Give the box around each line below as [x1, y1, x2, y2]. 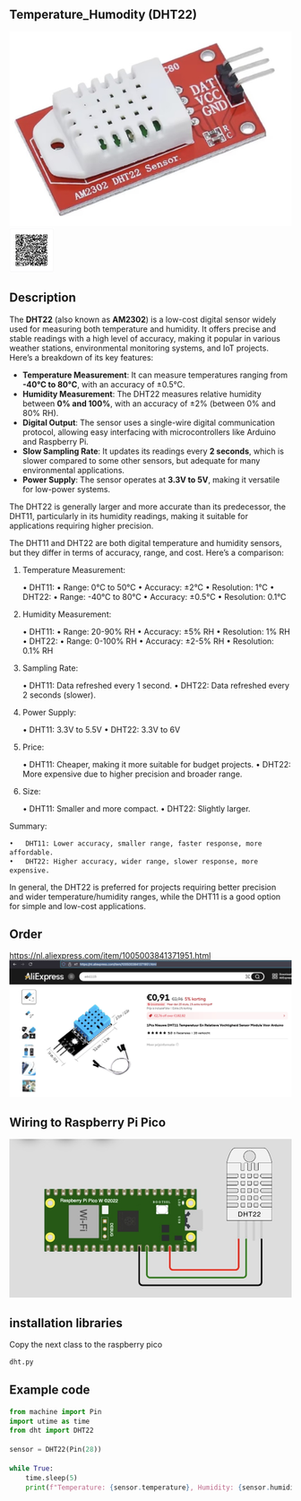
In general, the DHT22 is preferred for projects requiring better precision [9, 881, 277, 892]
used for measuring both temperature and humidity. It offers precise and [9, 323, 277, 334]
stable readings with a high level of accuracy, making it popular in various [9, 333, 280, 343]
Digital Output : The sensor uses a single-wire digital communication [21, 417, 276, 428]
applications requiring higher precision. [9, 520, 154, 531]
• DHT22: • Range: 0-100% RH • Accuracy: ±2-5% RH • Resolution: [21, 636, 275, 646]
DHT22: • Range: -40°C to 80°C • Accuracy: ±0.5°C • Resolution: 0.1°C [21, 591, 287, 602]
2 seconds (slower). [21, 690, 97, 700]
